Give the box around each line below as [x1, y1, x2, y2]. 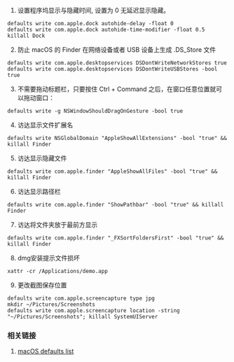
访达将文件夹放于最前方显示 [17, 221, 98, 229]
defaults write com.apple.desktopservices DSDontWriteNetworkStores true [7, 60, 228, 67]
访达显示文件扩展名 [17, 121, 74, 129]
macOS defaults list [17, 347, 74, 356]
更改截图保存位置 [17, 281, 67, 289]
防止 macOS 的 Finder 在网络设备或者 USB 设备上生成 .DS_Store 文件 [17, 46, 216, 54]
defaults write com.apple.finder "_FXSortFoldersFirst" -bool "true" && [7, 235, 224, 242]
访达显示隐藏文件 [17, 154, 67, 162]
